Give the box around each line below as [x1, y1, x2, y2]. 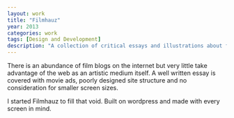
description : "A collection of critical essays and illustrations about [7, 42, 223, 49]
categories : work [7, 29, 58, 37]
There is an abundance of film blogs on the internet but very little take [7, 62, 208, 69]
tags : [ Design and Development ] [7, 36, 101, 43]
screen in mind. [7, 105, 52, 112]
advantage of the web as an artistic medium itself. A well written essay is [7, 69, 216, 77]
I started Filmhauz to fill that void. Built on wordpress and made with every [7, 97, 221, 105]
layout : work [7, 10, 45, 17]
